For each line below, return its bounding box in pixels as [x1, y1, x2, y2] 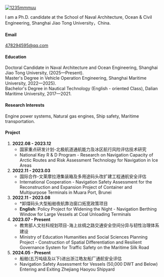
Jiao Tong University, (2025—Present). [5, 70, 84, 76]
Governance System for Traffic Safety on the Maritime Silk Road [19, 244, 149, 250]
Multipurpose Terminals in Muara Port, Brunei [19, 189, 112, 195]
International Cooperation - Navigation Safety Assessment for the [19, 179, 152, 185]
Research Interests [5, 102, 45, 108]
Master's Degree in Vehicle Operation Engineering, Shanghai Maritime [5, 75, 147, 81]
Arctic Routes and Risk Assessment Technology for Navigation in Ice [19, 157, 158, 163]
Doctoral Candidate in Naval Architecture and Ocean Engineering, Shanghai [5, 64, 158, 71]
